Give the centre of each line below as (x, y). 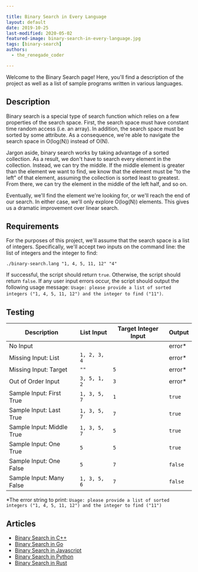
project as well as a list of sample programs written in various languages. (95, 83)
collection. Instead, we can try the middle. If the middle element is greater (95, 165)
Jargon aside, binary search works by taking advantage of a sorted (88, 152)
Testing (20, 312)
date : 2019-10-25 (27, 28)
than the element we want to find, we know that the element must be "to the (98, 171)
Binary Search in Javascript (48, 550)
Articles (21, 523)
